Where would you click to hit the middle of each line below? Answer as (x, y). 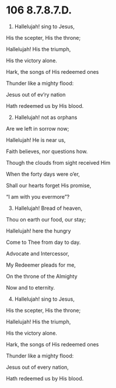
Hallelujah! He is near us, (36, 140)
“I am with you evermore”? (38, 196)
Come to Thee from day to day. (43, 242)
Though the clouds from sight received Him (58, 162)
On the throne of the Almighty (42, 276)
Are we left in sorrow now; (38, 128)
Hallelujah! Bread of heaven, (48, 208)
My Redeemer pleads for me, (41, 265)
